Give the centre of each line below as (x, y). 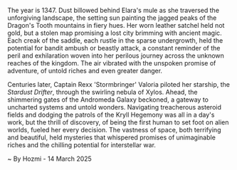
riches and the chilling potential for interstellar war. (82, 145)
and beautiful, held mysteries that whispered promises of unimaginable (111, 137)
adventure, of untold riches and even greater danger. (85, 71)
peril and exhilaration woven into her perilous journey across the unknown (116, 55)
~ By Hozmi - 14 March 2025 (50, 159)
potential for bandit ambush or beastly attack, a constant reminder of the (114, 48)
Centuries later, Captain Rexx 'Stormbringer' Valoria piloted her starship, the (118, 84)
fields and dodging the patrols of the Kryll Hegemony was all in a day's (111, 115)
